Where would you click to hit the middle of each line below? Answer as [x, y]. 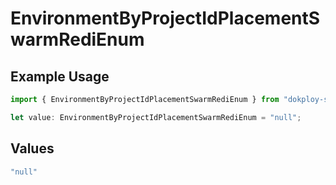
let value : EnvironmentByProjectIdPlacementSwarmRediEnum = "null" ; [156, 117]
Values [32, 148]
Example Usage [60, 76]
